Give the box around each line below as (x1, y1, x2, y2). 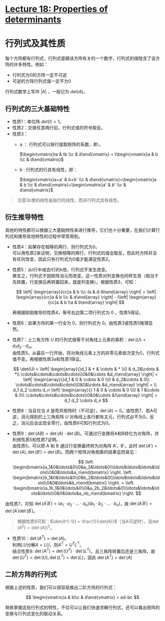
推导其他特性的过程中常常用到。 (18, 233, 82, 239)
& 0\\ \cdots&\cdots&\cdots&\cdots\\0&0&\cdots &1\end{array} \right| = (14, 392, 158, 398)
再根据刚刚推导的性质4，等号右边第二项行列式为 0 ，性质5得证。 (12, 310, 143, 315)
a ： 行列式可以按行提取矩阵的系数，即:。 (19, 141, 104, 147)
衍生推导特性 (5, 213, 44, 222)
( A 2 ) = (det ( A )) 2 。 (17, 524, 55, 531)
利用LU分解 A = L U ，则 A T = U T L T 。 (12, 541, 84, 547)
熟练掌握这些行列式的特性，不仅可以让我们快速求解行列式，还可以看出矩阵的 (5, 604, 160, 610)
